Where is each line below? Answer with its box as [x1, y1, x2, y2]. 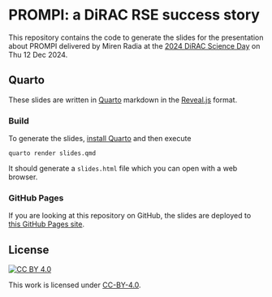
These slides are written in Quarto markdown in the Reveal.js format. [8, 95, 238, 105]
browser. [8, 172, 38, 182]
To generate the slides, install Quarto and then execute [8, 134, 192, 144]
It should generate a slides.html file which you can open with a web [8, 164, 238, 174]
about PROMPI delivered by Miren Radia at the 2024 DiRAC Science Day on [8, 41, 261, 50]
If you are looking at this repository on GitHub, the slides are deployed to [8, 211, 252, 221]
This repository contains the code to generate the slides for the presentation [8, 32, 264, 42]
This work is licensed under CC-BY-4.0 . [8, 280, 141, 290]
